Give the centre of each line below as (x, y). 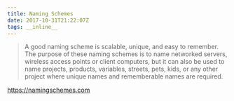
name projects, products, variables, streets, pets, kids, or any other (121, 69)
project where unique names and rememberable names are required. (124, 76)
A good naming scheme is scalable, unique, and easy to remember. (122, 47)
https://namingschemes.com (49, 90)
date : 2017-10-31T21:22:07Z (48, 20)
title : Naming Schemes (40, 14)
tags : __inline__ (33, 27)
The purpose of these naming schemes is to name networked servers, (126, 54)
